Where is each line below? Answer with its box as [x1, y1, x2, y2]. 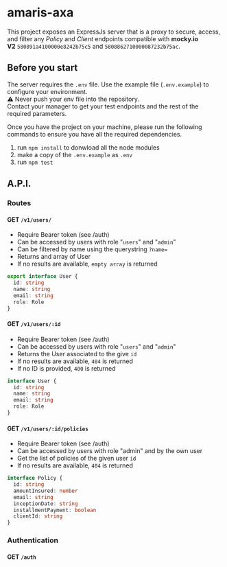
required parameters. [7, 109, 67, 117]
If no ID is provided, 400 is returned [16, 364, 116, 372]
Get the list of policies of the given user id [16, 454, 136, 463]
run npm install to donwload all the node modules [16, 143, 160, 152]
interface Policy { [7, 475, 63, 482]
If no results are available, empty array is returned [16, 259, 158, 268]
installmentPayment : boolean [13, 507, 97, 513]
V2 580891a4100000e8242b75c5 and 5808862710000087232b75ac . [7, 42, 180, 50]
